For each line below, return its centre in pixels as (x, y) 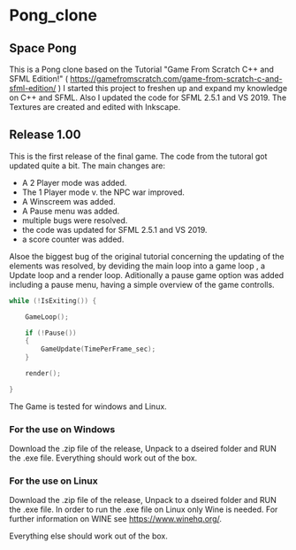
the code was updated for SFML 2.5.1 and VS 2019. (114, 229)
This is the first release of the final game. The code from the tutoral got (138, 156)
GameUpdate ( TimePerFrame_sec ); (99, 349)
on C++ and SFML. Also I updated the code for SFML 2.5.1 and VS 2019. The (148, 97)
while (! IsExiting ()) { (53, 301)
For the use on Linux (54, 481)
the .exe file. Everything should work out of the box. (103, 458)
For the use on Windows (62, 429)
